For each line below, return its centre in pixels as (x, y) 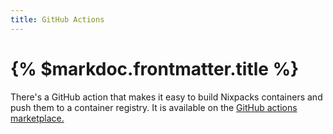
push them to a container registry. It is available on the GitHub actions (154, 107)
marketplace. (37, 118)
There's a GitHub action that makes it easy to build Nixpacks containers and (166, 97)
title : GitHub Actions (57, 19)
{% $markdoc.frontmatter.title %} (155, 68)
